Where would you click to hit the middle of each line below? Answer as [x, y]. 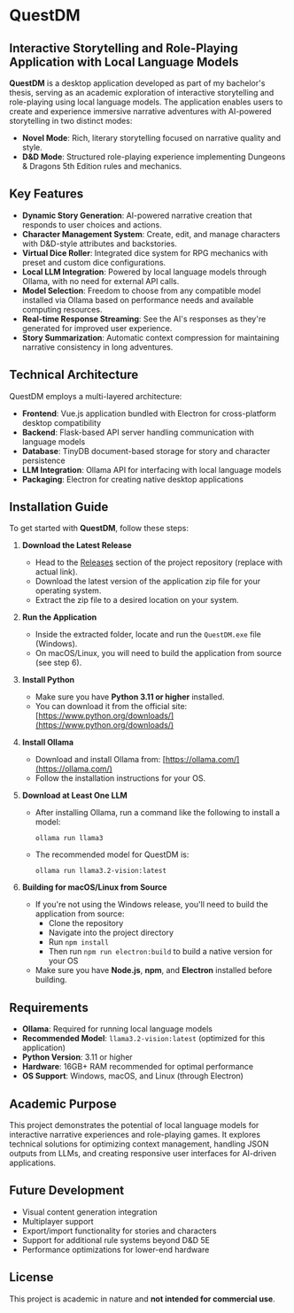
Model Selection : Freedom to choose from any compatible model [141, 290]
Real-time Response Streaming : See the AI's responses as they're [144, 319]
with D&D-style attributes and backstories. [99, 243]
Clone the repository [86, 923]
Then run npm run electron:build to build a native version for [160, 952]
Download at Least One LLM [75, 796]
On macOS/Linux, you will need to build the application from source [159, 653]
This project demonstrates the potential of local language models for [134, 1125]
